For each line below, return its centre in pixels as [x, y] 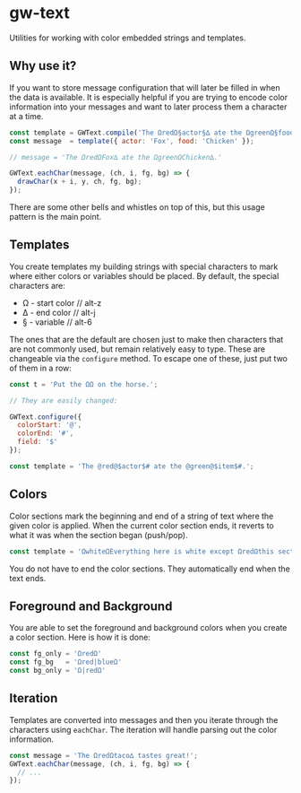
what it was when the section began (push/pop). [99, 535]
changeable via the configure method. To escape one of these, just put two [149, 358]
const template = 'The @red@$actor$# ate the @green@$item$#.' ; [132, 466]
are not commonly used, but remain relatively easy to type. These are [138, 349]
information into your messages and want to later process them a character [148, 107]
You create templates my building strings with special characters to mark [144, 266]
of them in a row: [40, 368]
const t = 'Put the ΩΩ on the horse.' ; [84, 384]
